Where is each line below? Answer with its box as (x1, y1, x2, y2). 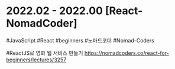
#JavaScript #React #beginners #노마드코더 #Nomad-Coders (6, 37, 155, 44)
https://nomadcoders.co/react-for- (84, 49, 170, 57)
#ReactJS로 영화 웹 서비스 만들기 (6, 49, 83, 57)
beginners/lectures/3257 (6, 56, 67, 63)
